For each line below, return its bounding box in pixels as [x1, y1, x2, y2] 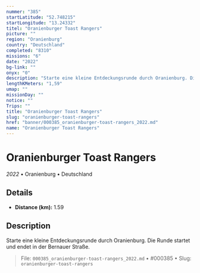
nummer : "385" [6, 8, 42, 15]
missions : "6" [6, 53, 42, 59]
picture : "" [6, 31, 36, 37]
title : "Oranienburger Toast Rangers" [6, 108, 102, 114]
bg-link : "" [6, 64, 36, 70]
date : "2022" [6, 58, 39, 64]
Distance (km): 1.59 [14, 203, 64, 210]
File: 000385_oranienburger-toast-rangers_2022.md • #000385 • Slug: [20, 255, 192, 262]
